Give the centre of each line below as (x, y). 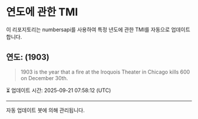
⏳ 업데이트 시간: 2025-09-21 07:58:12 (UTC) (59, 90)
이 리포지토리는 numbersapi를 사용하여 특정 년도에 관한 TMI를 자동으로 (88, 29)
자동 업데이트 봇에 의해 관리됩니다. (45, 110)
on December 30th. (44, 78)
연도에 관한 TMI (42, 12)
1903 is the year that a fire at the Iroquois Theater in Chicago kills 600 (105, 72)
